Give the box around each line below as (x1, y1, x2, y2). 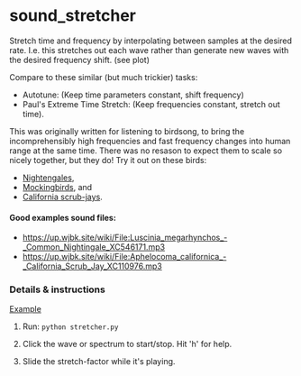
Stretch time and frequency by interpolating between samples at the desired (9, 35, 293, 46)
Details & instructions (9, 283, 105, 296)
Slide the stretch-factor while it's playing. (22, 356, 176, 367)
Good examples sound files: (9, 212, 117, 223)
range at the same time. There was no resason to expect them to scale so (9, 145, 282, 156)
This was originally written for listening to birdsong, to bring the (9, 125, 245, 136)
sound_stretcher (9, 5, 137, 26)
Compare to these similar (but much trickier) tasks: (9, 71, 198, 82)
